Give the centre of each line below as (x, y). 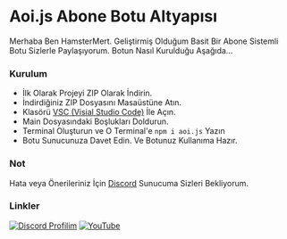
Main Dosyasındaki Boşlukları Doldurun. (95, 121)
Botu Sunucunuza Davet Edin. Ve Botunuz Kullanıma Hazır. (130, 141)
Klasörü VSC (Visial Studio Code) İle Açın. (99, 112)
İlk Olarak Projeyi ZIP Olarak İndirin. (87, 93)
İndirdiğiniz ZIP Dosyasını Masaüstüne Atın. (101, 103)
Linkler (25, 206)
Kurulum (28, 73)
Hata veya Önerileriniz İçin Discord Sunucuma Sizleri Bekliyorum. (129, 183)
